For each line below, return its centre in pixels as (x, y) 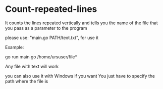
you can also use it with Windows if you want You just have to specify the (80, 76)
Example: (15, 47)
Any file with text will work (32, 66)
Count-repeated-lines (51, 9)
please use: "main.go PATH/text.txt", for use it (52, 38)
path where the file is (27, 81)
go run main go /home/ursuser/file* (41, 57)
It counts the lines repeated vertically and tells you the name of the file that (81, 23)
